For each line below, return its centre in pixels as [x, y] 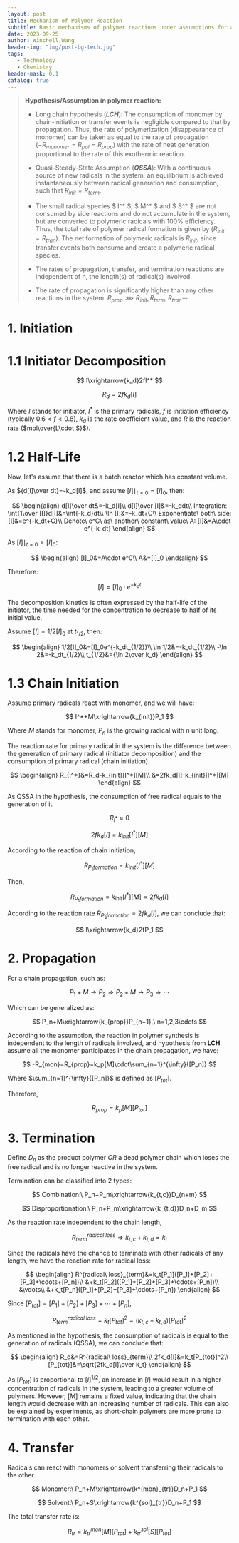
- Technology [36, 61]
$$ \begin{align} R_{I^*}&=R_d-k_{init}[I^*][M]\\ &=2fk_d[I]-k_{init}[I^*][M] [119, 775]
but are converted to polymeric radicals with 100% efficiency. [125, 221]
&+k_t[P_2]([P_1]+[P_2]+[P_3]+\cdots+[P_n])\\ [152, 1282]
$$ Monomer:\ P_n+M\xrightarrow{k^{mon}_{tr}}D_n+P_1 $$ [119, 1489]
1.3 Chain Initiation [63, 683]
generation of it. [31, 804]
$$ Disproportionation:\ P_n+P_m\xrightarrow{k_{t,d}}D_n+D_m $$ [119, 1208]
